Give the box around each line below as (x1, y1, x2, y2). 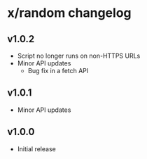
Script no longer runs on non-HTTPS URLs (17, 51, 141, 60)
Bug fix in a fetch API (27, 67, 89, 75)
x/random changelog (7, 5, 132, 21)
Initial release (17, 144, 56, 153)
